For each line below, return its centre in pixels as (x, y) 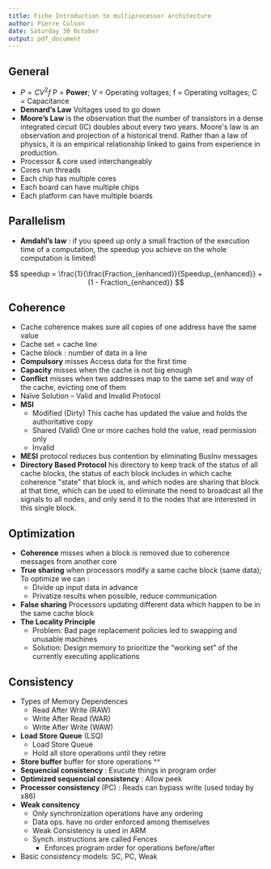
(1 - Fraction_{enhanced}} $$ (136, 282)
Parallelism (37, 221)
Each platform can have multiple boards (87, 195)
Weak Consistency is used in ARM (89, 830)
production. (39, 152)
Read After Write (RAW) (71, 709)
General (29, 71)
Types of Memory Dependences (74, 701)
